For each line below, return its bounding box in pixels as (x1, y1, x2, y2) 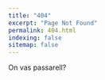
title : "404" (8, 11, 52, 20)
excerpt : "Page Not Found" (8, 19, 98, 27)
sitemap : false (8, 41, 59, 49)
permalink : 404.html (8, 26, 77, 34)
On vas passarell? (8, 63, 67, 72)
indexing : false (8, 33, 62, 42)
